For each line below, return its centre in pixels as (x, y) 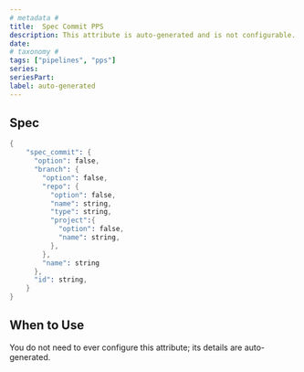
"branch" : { (56, 170)
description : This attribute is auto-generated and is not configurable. (153, 35)
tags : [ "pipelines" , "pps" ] (63, 60)
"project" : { (73, 220)
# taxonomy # (34, 52)
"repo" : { (61, 186)
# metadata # (34, 18)
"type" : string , (81, 212)
